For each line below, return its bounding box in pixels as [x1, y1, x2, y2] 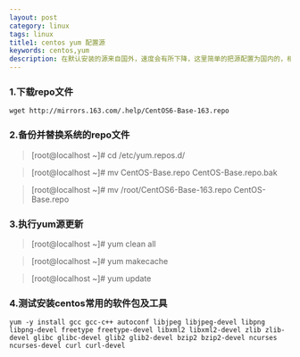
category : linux [9, 21, 70, 30]
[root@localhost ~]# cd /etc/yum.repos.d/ [30, 149, 186, 161]
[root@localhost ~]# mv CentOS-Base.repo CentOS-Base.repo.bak [30, 167, 279, 178]
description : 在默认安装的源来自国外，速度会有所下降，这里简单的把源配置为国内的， [9, 54, 287, 63]
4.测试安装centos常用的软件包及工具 [9, 296, 168, 309]
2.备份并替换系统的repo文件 [9, 129, 130, 141]
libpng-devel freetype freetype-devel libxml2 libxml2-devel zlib [9, 326, 262, 335]
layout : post [9, 12, 58, 22]
